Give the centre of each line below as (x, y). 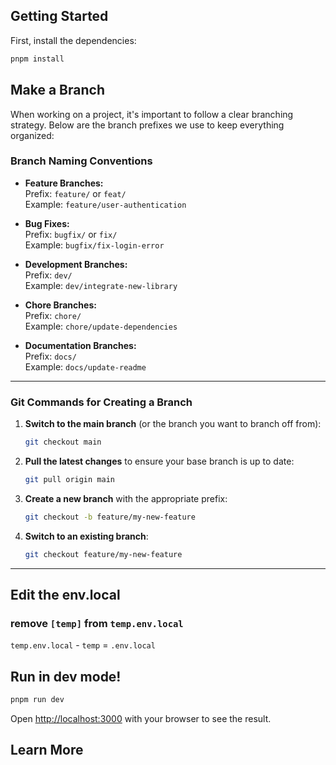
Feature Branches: (64, 183)
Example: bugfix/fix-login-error (94, 245)
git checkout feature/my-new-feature (103, 554)
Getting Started (59, 16)
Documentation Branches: (80, 345)
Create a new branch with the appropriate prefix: (126, 498)
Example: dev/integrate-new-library (101, 285)
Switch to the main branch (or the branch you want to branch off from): (173, 424)
